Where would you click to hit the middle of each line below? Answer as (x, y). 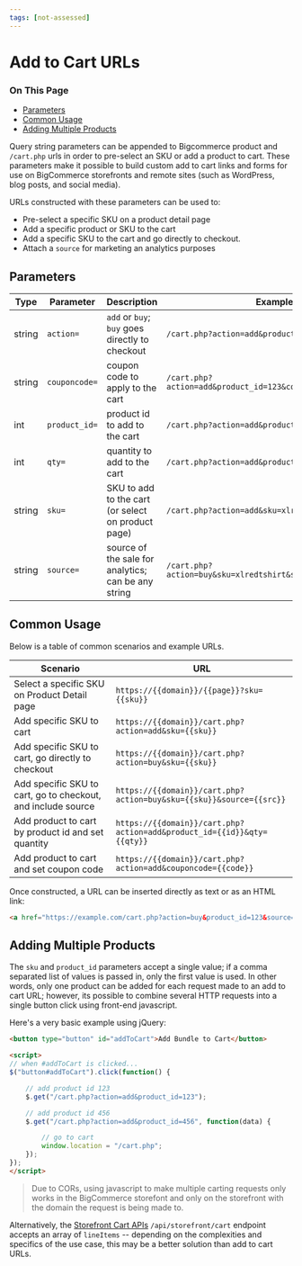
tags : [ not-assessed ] (50, 18)
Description (132, 301)
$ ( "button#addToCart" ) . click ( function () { (90, 1073)
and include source (54, 806)
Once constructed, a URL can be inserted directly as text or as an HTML (142, 891)
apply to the (132, 388)
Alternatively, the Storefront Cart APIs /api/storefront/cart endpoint (138, 1225)
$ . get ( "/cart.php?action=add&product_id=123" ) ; (116, 1097)
